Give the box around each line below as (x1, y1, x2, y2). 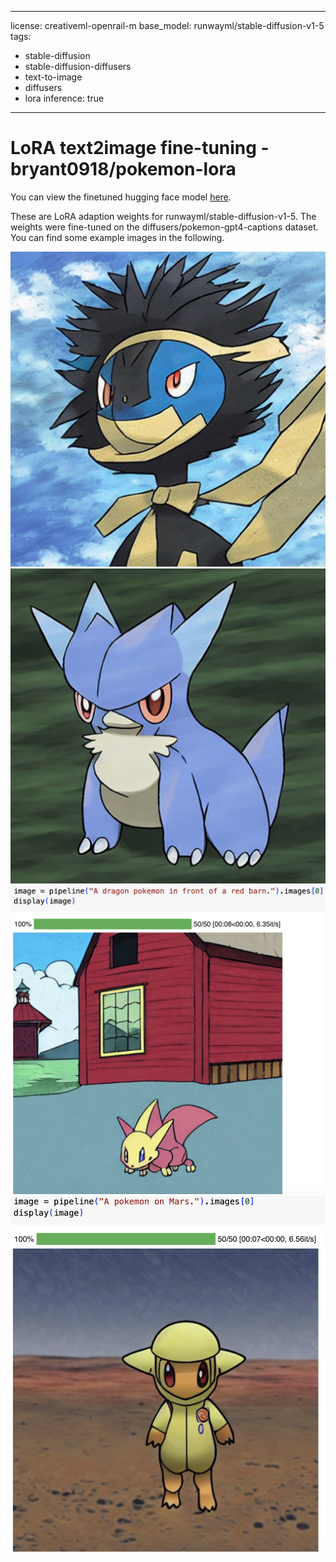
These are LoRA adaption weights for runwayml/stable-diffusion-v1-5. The (10, 210, 317, 222)
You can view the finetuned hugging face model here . (10, 191, 232, 203)
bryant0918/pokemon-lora (10, 158, 237, 181)
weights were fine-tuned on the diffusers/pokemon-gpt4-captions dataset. (10, 221, 319, 233)
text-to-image (24, 71, 83, 83)
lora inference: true (24, 92, 105, 104)
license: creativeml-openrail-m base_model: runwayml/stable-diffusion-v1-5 (10, 20, 325, 31)
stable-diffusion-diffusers (24, 61, 132, 72)
